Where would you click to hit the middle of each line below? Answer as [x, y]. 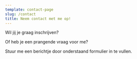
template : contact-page [29, 10]
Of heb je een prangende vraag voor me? [47, 42]
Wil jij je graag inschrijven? [32, 33]
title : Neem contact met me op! [38, 19]
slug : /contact [21, 14]
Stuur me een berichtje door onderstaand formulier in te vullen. [68, 51]
